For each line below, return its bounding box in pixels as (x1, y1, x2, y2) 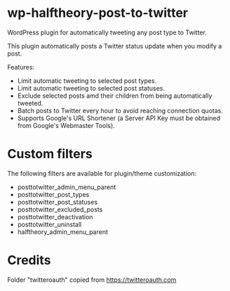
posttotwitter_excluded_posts (17, 205, 103, 214)
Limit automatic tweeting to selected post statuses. (17, 84, 165, 92)
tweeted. (17, 98, 43, 107)
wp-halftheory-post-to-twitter (7, 5, 189, 21)
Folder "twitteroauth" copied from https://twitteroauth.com (7, 276, 177, 284)
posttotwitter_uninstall (17, 220, 82, 228)
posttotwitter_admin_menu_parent (17, 183, 116, 191)
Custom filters (7, 146, 93, 162)
